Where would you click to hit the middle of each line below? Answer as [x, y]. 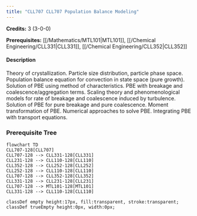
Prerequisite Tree [32, 132]
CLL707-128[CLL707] [30, 150]
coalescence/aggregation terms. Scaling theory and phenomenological [93, 92]
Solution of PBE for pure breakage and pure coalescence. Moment [87, 104]
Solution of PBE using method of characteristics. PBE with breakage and [94, 85]
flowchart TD [22, 145]
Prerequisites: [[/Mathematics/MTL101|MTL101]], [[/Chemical [81, 40]
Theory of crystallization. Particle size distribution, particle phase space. [95, 73]
